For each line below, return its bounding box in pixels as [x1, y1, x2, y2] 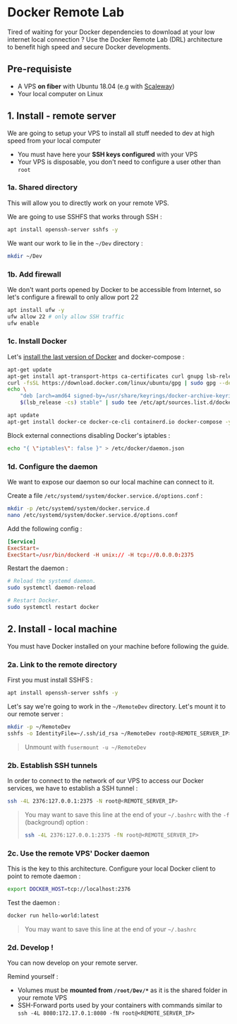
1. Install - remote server [7, 110, 116, 122]
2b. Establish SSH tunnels [7, 760, 97, 770]
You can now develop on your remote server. [7, 959, 138, 967]
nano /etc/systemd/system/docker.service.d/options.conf [7, 511, 178, 518]
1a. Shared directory [7, 182, 78, 192]
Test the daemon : [7, 898, 60, 907]
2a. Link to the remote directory [7, 659, 118, 669]
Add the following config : [7, 524, 83, 533]
